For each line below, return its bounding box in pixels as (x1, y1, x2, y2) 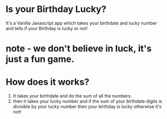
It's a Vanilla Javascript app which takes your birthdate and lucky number (6, 20, 157, 26)
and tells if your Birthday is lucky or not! (6, 25, 88, 31)
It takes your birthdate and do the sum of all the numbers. (13, 93, 132, 99)
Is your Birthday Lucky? (6, 3, 107, 15)
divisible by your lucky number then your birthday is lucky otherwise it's (13, 103, 162, 109)
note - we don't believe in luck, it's (6, 43, 152, 54)
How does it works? (6, 76, 90, 88)
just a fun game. (6, 53, 75, 65)
